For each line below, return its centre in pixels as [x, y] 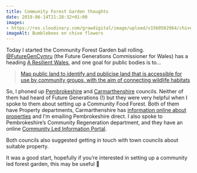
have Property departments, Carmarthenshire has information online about [96, 110]
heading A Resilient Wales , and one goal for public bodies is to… [84, 63]
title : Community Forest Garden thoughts [57, 11]
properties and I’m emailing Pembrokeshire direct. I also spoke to [84, 116]
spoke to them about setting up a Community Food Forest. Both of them [93, 104]
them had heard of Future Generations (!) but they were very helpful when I [97, 98]
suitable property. [27, 147]
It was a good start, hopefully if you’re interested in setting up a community [97, 158]
